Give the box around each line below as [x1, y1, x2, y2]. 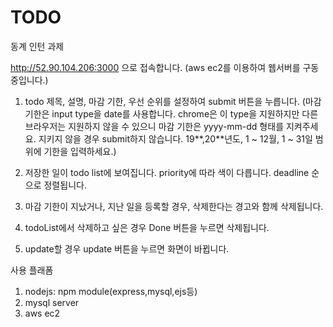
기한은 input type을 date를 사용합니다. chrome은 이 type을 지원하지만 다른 [24, 107, 319, 120]
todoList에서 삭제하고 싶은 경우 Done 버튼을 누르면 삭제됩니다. [24, 221, 270, 233]
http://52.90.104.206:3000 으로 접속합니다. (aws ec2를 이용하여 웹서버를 [10, 61, 301, 73]
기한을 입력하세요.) [43, 145, 117, 157]
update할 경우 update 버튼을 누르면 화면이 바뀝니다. [24, 242, 230, 255]
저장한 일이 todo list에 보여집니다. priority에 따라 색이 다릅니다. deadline [24, 166, 310, 178]
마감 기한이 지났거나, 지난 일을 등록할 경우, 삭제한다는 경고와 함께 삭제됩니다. [24, 200, 324, 212]
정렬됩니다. [43, 179, 87, 191]
